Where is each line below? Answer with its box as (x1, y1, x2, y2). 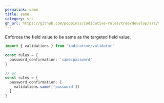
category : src (5, 16, 34, 21)
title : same (5, 12, 29, 17)
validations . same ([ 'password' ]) (14, 84, 80, 89)
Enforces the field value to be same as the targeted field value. (5, 34, 131, 40)
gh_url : (5, 21, 21, 26)
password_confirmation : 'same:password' (9, 57, 93, 62)
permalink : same (5, 7, 38, 12)
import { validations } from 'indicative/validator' (5, 43, 115, 49)
